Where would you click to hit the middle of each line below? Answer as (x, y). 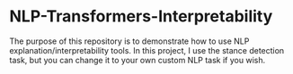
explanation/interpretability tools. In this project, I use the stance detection (147, 50)
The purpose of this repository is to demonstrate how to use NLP (129, 41)
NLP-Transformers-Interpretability (141, 16)
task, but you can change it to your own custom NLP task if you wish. (138, 60)
